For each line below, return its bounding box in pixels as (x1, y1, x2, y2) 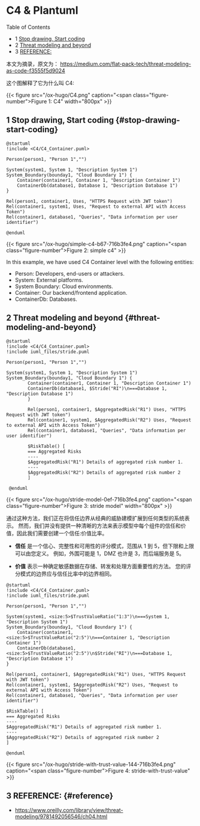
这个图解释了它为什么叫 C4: (6, 79, 75, 86)
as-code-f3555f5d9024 (6, 67, 65, 74)
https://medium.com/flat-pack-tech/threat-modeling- (59, 60, 192, 67)
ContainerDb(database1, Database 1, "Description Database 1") (17, 182, 178, 188)
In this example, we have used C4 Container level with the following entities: (6, 258, 194, 265)
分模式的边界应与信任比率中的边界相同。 (14, 570, 115, 577)
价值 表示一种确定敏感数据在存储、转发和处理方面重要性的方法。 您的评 (14, 562, 192, 570)
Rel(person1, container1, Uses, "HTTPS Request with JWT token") (6, 198, 172, 204)
